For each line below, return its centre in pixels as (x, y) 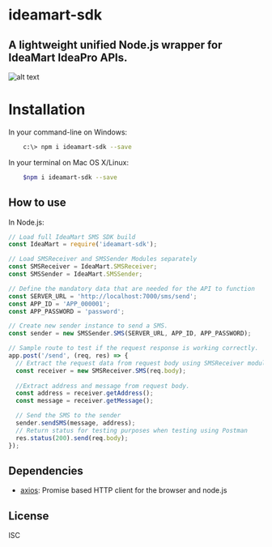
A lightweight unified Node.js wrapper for (115, 45)
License (29, 516)
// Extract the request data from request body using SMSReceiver (130, 363)
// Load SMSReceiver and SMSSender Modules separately (103, 259)
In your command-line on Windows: (68, 132)
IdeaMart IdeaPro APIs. (68, 57)
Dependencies (46, 470)
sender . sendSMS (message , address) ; (76, 423)
